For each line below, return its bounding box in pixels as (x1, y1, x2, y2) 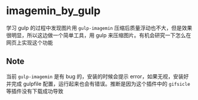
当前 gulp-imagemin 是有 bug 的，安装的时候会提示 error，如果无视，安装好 (6, 72, 189, 80)
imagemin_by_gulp (6, 4, 101, 18)
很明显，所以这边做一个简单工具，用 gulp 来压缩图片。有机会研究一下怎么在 (6, 31, 191, 39)
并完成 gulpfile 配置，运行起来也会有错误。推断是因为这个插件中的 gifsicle (6, 80, 191, 87)
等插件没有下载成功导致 (6, 87, 63, 95)
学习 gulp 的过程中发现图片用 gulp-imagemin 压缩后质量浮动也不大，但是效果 (6, 24, 193, 31)
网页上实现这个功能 (6, 39, 53, 46)
